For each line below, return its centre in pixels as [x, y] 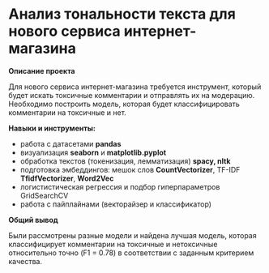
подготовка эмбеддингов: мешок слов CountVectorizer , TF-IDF [130, 169]
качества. [26, 261]
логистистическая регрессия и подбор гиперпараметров [120, 186]
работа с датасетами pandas [70, 143]
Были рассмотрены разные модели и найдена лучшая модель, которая [132, 235]
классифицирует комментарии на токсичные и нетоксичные [113, 244]
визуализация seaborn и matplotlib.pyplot [93, 152]
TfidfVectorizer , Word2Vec [67, 178]
